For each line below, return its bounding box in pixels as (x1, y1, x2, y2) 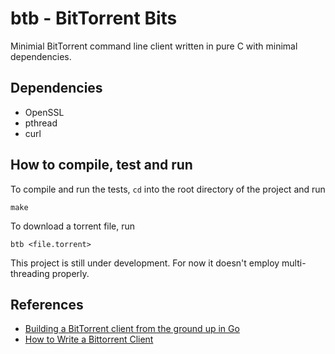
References (10, 296, 84, 313)
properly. (51, 267, 90, 279)
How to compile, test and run (10, 157, 193, 174)
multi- (281, 257, 307, 269)
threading (10, 267, 50, 279)
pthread (24, 117, 58, 129)
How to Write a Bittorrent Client (24, 333, 154, 346)
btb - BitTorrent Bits (10, 7, 178, 30)
